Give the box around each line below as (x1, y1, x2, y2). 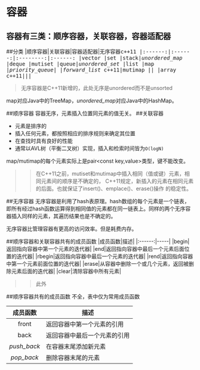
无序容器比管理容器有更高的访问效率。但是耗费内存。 (6, 225, 137, 232)
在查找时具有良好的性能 (14, 138, 73, 144)
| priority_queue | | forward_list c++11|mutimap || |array (6, 67, 177, 73)
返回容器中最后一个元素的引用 (45, 331, 130, 340)
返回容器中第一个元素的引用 (45, 320, 124, 328)
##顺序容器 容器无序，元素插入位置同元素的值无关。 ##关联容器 (6, 110, 164, 117)
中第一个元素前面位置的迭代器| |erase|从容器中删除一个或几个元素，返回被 (6, 260, 189, 267)
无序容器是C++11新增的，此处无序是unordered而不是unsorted (20, 85, 173, 91)
